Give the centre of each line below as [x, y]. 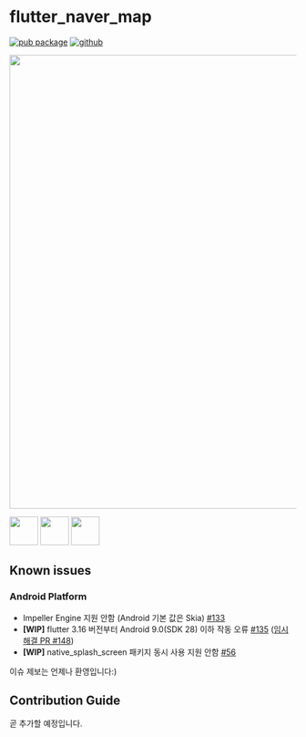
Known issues [51, 571]
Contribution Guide [65, 701]
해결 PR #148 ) [48, 640]
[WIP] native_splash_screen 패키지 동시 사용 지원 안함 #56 [129, 652]
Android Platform [48, 597]
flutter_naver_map [81, 17]
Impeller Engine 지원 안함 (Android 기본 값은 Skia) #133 [124, 618]
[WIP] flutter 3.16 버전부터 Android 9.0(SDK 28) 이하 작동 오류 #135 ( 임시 [155, 629]
